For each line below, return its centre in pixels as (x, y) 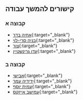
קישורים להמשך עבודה (40, 9)
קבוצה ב (15, 64)
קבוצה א (15, 24)
